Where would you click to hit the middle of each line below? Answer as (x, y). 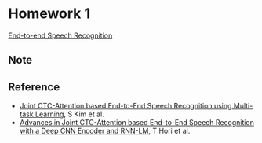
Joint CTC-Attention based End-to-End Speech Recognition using (126, 106)
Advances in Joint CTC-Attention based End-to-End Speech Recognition (137, 123)
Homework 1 (49, 14)
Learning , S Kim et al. (69, 114)
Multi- (243, 106)
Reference (34, 87)
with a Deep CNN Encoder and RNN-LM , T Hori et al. (105, 131)
